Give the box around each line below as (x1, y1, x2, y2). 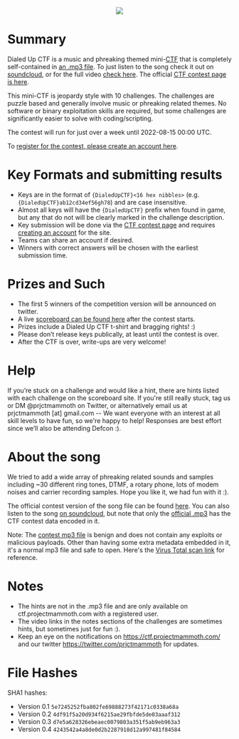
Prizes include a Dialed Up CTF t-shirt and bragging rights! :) (17, 322, 196, 331)
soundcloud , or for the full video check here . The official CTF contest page (7, 70, 227, 78)
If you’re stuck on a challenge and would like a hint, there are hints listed (7, 386, 219, 394)
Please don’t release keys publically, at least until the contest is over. (17, 330, 219, 338)
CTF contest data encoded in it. (7, 516, 100, 525)
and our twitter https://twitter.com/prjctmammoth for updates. (17, 639, 199, 648)
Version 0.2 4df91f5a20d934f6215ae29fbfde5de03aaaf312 (17, 710, 181, 718)
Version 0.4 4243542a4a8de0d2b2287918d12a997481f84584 (17, 725, 181, 733)
